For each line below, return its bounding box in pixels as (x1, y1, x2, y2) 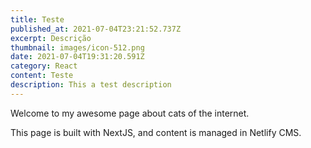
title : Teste (10, 14, 65, 25)
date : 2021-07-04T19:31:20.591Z (10, 52, 145, 62)
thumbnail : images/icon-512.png (10, 42, 145, 53)
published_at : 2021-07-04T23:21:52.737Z (10, 24, 182, 34)
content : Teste (10, 71, 74, 81)
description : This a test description (10, 80, 172, 90)
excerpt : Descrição (10, 33, 92, 43)
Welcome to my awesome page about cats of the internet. (10, 107, 250, 119)
